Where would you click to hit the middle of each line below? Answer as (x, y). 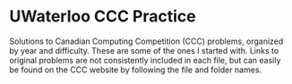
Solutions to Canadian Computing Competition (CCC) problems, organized (146, 41)
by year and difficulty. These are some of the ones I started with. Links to (144, 50)
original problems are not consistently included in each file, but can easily (145, 60)
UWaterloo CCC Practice (103, 17)
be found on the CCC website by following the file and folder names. (136, 70)
